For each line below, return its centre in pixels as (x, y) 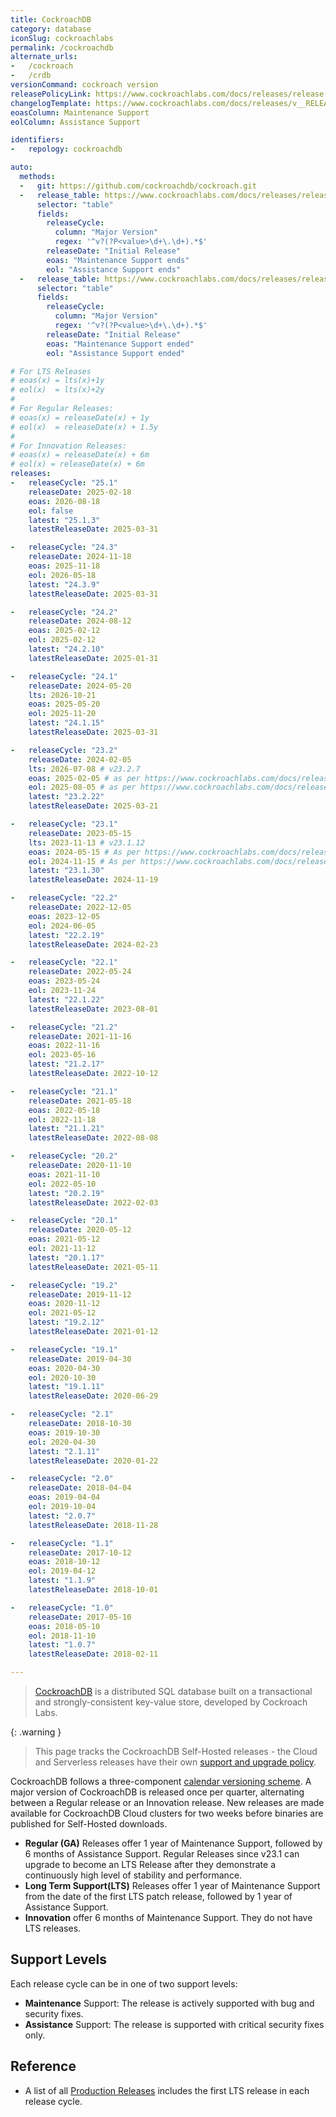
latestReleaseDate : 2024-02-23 (93, 944)
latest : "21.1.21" (66, 1129)
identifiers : (37, 140)
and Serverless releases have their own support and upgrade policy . (175, 1762)
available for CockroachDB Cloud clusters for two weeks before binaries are (167, 1813)
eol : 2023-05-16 (62, 1055)
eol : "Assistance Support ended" (116, 353)
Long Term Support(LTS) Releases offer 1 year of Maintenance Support (172, 1885)
